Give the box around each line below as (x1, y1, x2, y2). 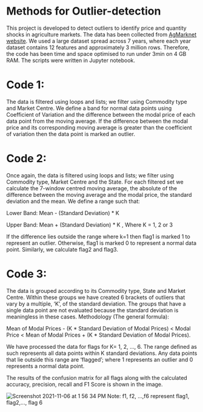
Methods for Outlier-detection (6, 4, 161, 18)
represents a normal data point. (6, 362, 85, 369)
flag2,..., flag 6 (6, 399, 43, 406)
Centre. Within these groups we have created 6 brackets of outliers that (6, 294, 185, 301)
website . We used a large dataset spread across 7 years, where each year (6, 37, 191, 44)
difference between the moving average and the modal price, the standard (6, 191, 192, 198)
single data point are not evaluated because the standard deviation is (6, 306, 179, 314)
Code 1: (6, 78, 45, 92)
